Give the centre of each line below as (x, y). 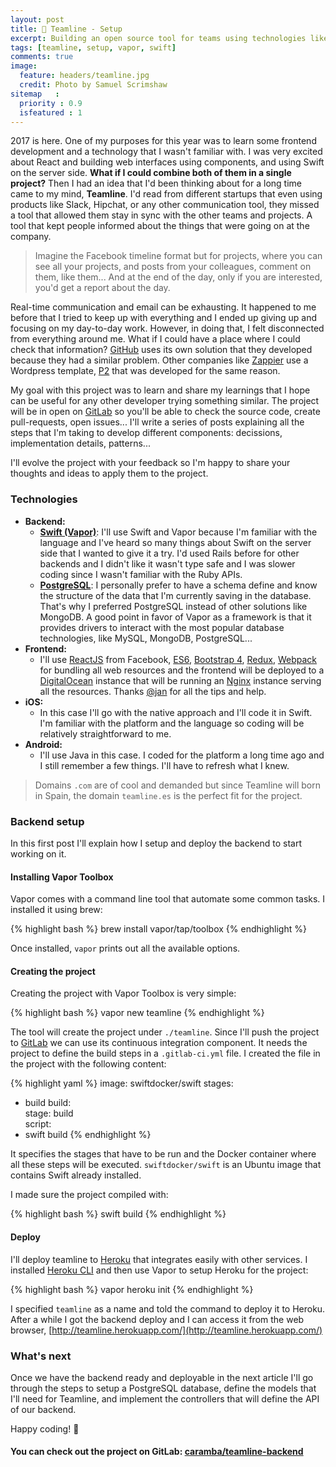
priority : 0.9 (51, 103)
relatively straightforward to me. (105, 733)
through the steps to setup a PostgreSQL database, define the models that (163, 1388)
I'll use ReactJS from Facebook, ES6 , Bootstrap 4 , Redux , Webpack (178, 659)
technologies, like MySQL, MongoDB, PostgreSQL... (146, 638)
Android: (43, 744)
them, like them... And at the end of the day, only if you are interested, (178, 277)
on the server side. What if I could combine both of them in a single (151, 173)
